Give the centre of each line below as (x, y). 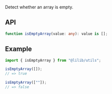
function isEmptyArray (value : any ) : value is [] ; (56, 34)
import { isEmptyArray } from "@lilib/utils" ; (53, 60)
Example (19, 49)
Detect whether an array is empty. (39, 7)
